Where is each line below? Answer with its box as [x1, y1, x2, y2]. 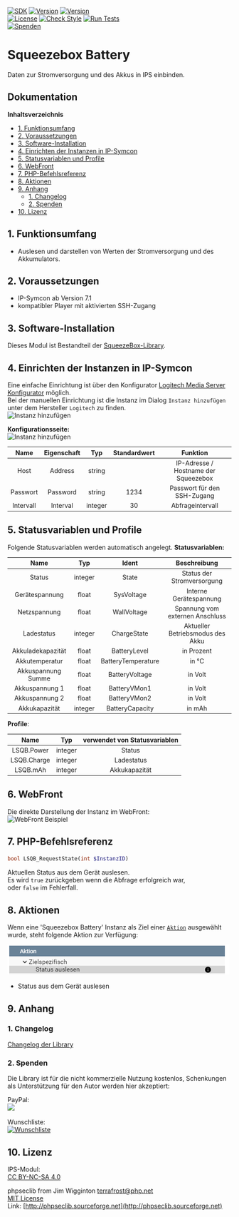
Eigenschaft [43, 448, 80, 457]
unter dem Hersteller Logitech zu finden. [7, 404, 127, 412]
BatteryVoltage [107, 671, 152, 679]
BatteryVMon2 [108, 694, 152, 703]
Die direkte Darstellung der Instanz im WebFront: [7, 807, 150, 816]
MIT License [7, 1193, 44, 1202]
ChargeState [111, 629, 149, 638]
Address [49, 466, 75, 474]
